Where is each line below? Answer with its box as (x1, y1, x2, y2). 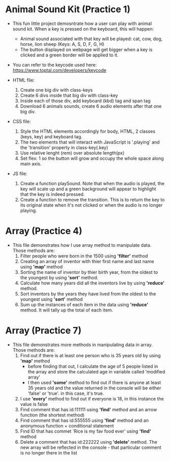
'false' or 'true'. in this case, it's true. (27, 390, 104, 396)
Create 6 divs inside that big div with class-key (20, 92, 118, 98)
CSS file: (12, 118, 31, 124)
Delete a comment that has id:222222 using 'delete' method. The (20, 439, 157, 445)
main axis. (20, 160, 42, 166)
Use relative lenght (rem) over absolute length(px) (20, 150, 125, 156)
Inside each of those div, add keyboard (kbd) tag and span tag (20, 98, 151, 104)
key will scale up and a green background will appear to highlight (20, 186, 156, 192)
